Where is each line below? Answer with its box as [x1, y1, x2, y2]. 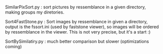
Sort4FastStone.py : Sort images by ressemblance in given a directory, [5, 19, 148, 24]
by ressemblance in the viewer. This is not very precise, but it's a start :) [5, 29, 151, 35]
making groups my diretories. [5, 9, 65, 15]
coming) [5, 44, 22, 49]
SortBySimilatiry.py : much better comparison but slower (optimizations [5, 38, 149, 44]
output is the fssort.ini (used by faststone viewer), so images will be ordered [5, 24, 159, 30]
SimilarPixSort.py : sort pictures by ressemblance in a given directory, [5, 4, 146, 10]
